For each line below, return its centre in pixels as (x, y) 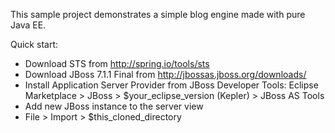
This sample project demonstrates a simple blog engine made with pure (158, 14)
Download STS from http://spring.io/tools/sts (117, 63)
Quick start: (34, 44)
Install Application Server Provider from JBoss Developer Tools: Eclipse (171, 85)
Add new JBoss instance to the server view (114, 106)
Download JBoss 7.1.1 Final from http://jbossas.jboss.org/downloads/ (165, 74)
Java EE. (28, 25)
